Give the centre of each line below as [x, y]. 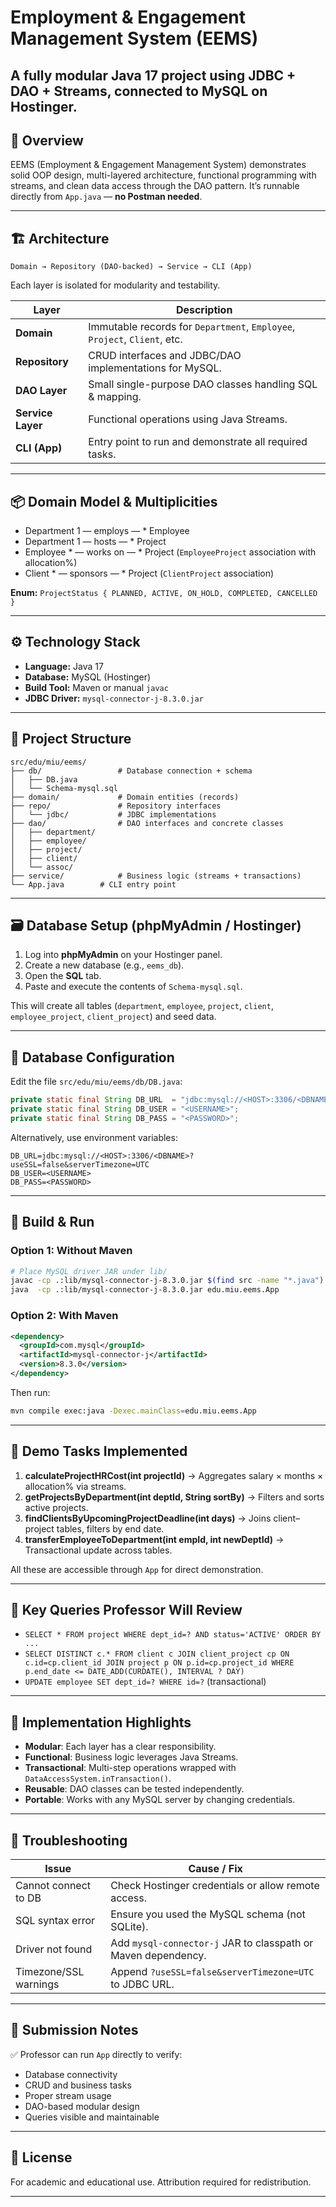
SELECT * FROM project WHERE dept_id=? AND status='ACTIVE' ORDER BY [173, 1635]
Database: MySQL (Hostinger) [88, 677]
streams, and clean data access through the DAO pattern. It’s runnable [155, 186]
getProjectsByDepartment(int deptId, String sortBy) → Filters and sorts [174, 1497]
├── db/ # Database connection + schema [131, 771]
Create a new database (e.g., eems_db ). [104, 965]
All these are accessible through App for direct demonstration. [137, 1569]
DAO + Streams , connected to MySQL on [139, 91]
